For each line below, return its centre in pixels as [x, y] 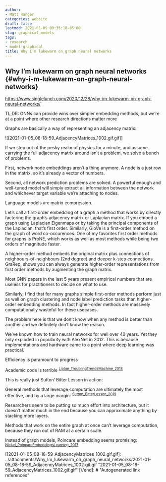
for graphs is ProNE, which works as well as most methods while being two [82, 239]
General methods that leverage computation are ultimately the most [74, 389]
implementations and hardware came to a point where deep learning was [80, 345]
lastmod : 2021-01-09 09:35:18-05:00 [43, 28]
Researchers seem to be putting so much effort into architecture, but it [77, 405]
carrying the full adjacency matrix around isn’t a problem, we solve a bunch [82, 153]
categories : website [27, 19]
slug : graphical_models [30, 33]
